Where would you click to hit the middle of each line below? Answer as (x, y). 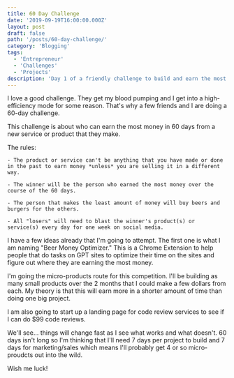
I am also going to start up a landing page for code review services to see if (116, 312)
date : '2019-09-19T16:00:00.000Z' (58, 20)
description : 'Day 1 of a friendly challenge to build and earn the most (117, 78)
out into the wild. (59, 355)
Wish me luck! (28, 369)
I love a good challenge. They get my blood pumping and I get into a (105, 98)
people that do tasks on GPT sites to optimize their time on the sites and (111, 255)
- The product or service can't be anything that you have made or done (115, 160)
